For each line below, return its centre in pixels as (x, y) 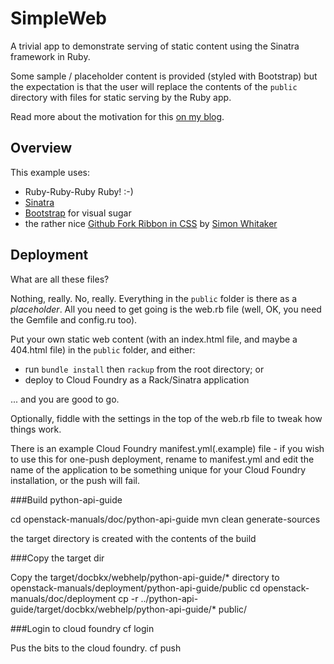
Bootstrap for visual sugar (78, 213)
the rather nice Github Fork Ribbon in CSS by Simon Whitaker (151, 223)
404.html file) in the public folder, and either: (103, 349)
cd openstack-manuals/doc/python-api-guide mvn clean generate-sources (165, 519)
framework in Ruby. (50, 56)
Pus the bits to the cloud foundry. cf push (96, 648)
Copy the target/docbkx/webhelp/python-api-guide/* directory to (145, 577)
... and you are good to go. (65, 399)
